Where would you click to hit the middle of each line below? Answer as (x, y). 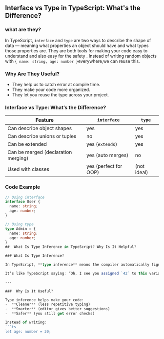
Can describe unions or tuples (42, 136)
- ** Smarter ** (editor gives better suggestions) (58, 309)
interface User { (23, 202)
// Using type (20, 224)
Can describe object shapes (40, 128)
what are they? (23, 30)
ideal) (142, 172)
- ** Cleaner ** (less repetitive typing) (48, 305)
